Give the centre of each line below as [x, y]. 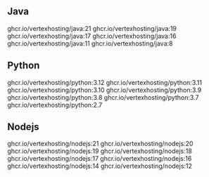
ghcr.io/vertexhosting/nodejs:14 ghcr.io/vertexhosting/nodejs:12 [100, 166]
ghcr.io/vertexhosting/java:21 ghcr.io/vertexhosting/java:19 [92, 28]
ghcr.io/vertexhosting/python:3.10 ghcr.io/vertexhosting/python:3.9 [104, 90]
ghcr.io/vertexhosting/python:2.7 [55, 105]
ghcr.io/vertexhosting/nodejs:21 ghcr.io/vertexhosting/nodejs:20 [100, 144]
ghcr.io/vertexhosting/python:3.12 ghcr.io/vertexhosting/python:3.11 [105, 82]
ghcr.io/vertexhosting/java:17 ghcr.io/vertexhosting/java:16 [92, 36]
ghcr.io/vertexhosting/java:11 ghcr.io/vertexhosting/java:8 [90, 43]
